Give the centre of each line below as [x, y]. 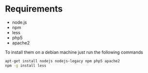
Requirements [34, 9]
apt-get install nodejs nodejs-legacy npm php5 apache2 [62, 61]
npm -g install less [26, 66]
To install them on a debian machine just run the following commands [74, 52]
